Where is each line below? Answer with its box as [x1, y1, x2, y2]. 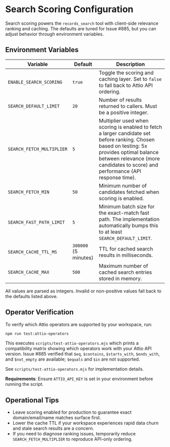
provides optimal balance [98, 148, 159, 156]
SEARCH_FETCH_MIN [8, 189, 50, 195]
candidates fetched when [98, 188, 159, 195]
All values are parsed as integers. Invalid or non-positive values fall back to [5, 288, 162, 294]
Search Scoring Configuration [5, 4, 134, 15]
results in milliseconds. [98, 252, 153, 259]
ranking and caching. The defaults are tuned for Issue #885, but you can [5, 25, 157, 31]
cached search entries [98, 269, 152, 276]
